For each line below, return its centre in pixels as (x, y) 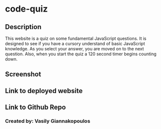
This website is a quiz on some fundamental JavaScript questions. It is (76, 38)
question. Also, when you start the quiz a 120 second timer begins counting (81, 54)
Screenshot (23, 74)
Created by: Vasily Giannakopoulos (48, 121)
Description (23, 27)
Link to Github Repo (35, 107)
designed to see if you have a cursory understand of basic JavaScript (75, 44)
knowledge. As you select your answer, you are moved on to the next (74, 49)
